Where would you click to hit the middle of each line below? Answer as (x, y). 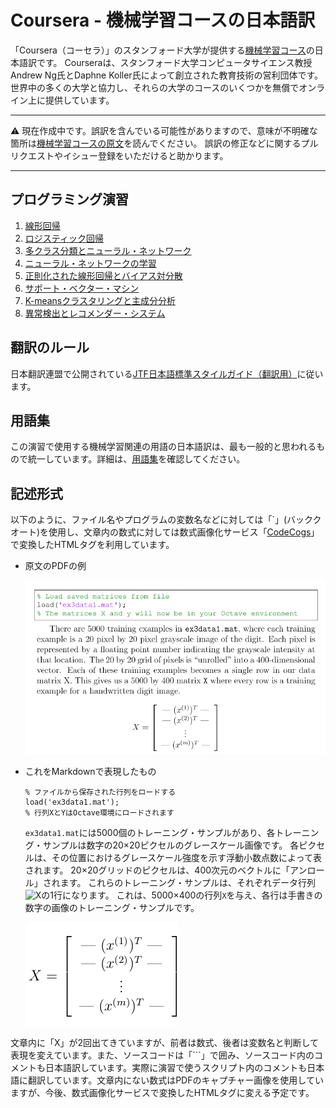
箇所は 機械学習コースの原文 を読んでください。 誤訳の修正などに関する (156, 143)
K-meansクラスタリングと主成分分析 (100, 300)
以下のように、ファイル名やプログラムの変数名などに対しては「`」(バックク (166, 520)
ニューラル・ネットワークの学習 (90, 263)
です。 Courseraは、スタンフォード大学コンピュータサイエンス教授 (174, 62)
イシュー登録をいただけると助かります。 (145, 155)
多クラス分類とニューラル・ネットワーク (108, 250)
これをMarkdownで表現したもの (90, 771)
